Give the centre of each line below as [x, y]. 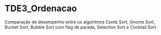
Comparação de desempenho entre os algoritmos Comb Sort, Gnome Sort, [80, 22]
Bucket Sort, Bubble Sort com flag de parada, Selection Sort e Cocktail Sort [80, 27]
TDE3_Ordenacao [41, 9]
